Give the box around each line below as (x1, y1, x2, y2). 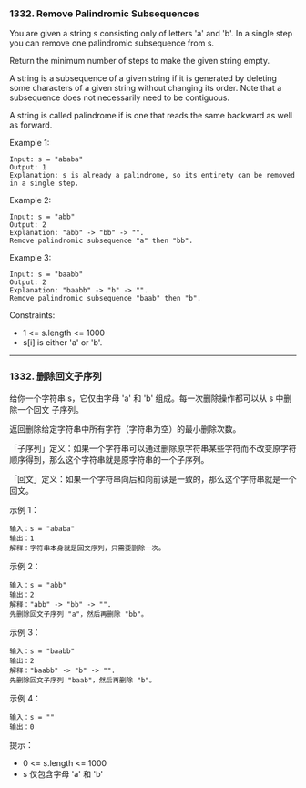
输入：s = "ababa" (9, 524, 76, 533)
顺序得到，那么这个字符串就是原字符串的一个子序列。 (9, 454, 209, 465)
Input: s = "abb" (9, 212, 76, 221)
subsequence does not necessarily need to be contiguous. (9, 92, 230, 103)
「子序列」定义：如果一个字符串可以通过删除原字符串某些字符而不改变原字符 (9, 443, 297, 454)
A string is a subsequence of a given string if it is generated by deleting (9, 73, 278, 84)
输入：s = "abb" (9, 580, 67, 589)
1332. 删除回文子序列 (9, 370, 102, 383)
